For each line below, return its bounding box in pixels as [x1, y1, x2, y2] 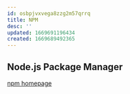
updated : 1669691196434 [7, 29, 76, 36]
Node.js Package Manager [7, 61, 123, 73]
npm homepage [7, 79, 52, 87]
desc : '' [7, 23, 32, 30]
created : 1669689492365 [7, 36, 76, 43]
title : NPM [7, 16, 39, 23]
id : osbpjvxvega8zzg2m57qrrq [7, 10, 91, 17]
